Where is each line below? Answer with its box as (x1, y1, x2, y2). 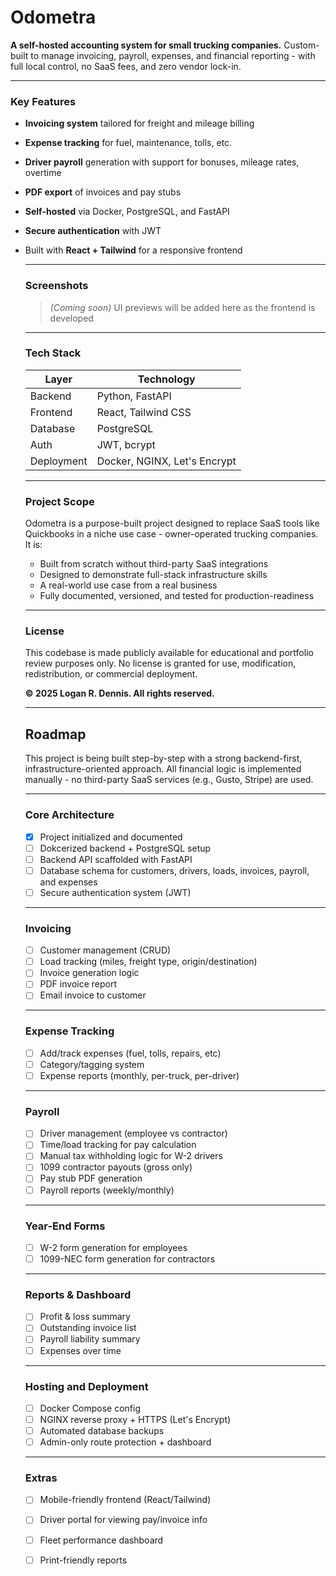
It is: (24, 539, 43, 551)
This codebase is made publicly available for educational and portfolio (24, 647, 314, 659)
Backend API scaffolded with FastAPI (39, 853, 193, 865)
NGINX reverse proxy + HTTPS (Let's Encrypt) (39, 1413, 232, 1425)
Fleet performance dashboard (39, 1534, 164, 1546)
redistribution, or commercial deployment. (24, 668, 198, 680)
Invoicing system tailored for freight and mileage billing (24, 117, 255, 130)
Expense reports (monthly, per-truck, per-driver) (39, 1069, 240, 1081)
